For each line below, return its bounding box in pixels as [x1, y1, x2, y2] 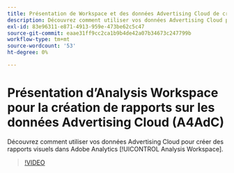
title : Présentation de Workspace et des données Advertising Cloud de [7, 10, 219, 17]
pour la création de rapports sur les [7, 100, 215, 115]
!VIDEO [24, 158, 45, 167]
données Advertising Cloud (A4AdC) [7, 115, 225, 131]
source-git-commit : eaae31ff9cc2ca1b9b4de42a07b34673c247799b [7, 29, 192, 37]
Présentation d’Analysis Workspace [7, 85, 219, 101]
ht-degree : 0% [7, 49, 49, 56]
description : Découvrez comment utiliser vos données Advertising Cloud [7, 17, 223, 24]
